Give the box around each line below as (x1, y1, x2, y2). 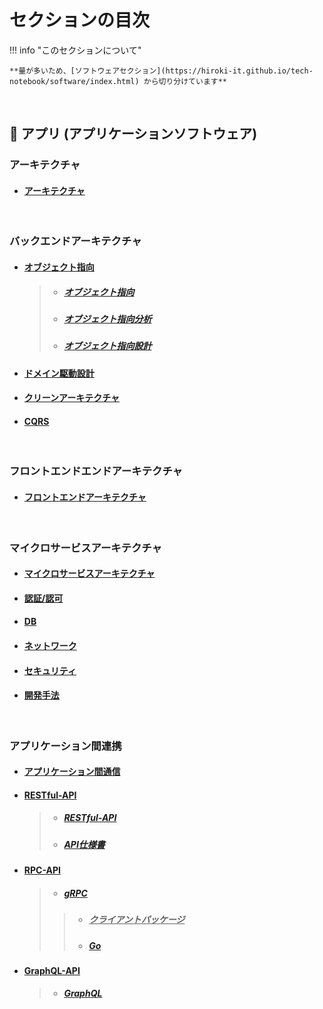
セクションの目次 (9, 9, 151, 32)
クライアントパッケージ (88, 914, 186, 926)
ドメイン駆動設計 (23, 367, 95, 379)
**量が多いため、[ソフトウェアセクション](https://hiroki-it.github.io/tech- (9, 66, 314, 76)
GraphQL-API (23, 964, 81, 976)
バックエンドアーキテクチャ (9, 234, 142, 248)
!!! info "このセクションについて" (9, 44, 142, 56)
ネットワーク (23, 639, 77, 651)
